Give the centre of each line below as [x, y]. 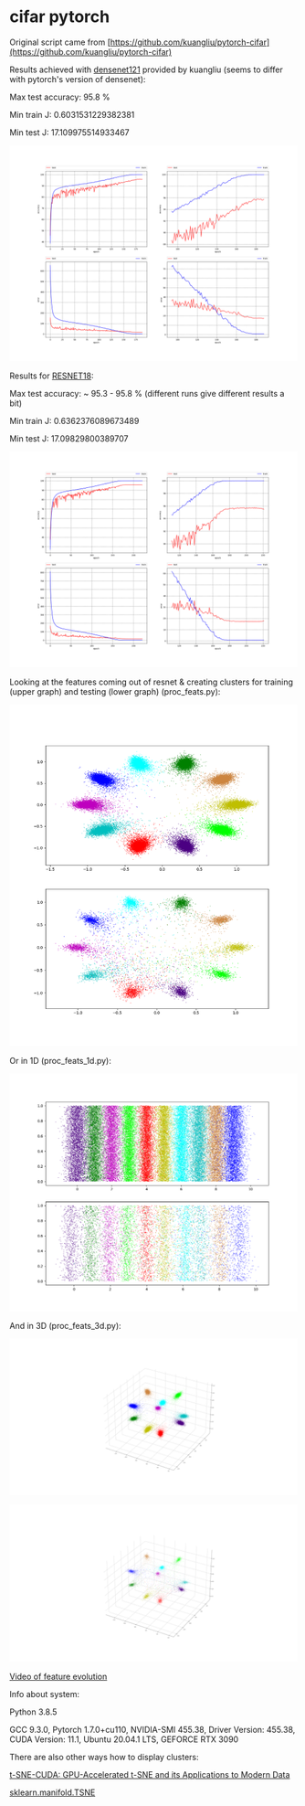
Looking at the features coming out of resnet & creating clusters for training [152, 682]
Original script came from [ [60, 42]
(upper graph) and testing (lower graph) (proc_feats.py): [115, 691]
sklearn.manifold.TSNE [53, 1792]
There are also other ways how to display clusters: [104, 1758]
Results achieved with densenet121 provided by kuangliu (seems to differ [146, 69]
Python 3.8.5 [33, 1712]
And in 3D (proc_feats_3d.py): [65, 1325]
